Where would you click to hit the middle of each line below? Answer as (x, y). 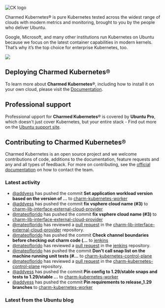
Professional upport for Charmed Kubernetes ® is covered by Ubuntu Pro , (80, 116)
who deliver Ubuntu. (26, 28)
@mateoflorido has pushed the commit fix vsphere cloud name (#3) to (84, 214)
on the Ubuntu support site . (33, 127)
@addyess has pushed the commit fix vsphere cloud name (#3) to (80, 203)
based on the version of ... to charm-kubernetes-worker (70, 198)
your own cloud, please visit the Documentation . (54, 89)
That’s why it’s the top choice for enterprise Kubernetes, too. (66, 47)
